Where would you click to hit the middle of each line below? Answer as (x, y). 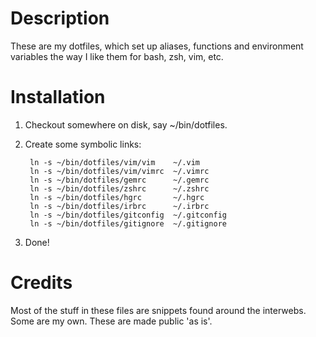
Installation (58, 97)
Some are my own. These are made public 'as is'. (111, 321)
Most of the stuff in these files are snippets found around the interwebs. (158, 310)
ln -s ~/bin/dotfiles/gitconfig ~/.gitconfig (128, 215)
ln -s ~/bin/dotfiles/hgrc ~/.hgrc (117, 197)
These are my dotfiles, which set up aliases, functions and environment (157, 46)
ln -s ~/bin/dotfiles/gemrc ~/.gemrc (119, 180)
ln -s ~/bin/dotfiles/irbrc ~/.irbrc (119, 206)
